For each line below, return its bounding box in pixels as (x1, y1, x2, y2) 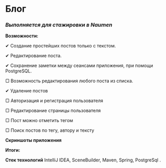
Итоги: (5, 147, 20, 153)
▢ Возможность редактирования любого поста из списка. (5, 78, 134, 84)
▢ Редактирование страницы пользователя (5, 108, 101, 114)
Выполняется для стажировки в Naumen (5, 21, 112, 29)
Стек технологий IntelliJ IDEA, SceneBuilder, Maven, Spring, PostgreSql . (5, 157, 161, 163)
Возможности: (5, 33, 39, 39)
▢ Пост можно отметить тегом (5, 117, 73, 124)
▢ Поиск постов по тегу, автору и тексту (5, 127, 94, 133)
